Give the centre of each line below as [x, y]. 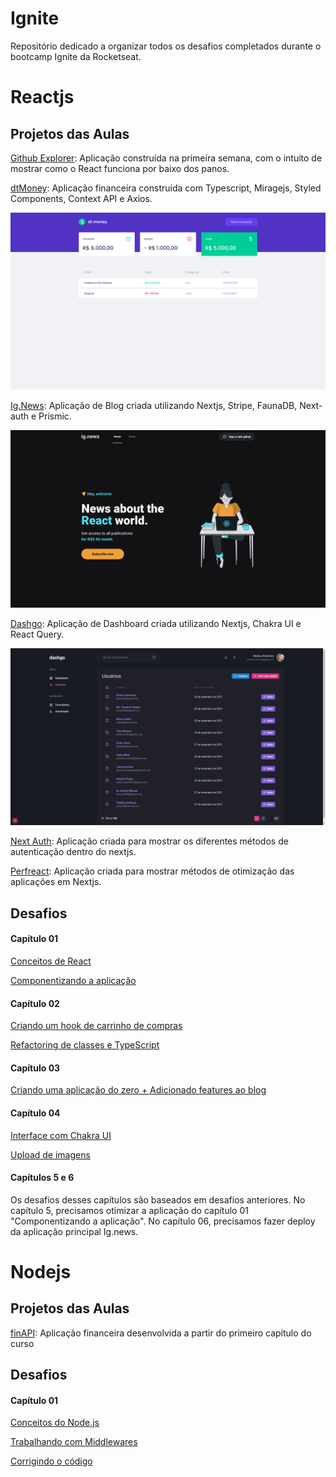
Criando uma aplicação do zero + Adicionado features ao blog [138, 1090]
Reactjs [42, 97]
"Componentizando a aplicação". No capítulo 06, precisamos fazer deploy [163, 1221]
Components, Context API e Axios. [81, 198]
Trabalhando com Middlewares [74, 1442]
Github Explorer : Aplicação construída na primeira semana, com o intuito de [166, 158]
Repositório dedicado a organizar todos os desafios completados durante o [166, 46]
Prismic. [55, 416]
